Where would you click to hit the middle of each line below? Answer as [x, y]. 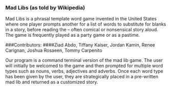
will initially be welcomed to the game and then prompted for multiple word [84, 66]
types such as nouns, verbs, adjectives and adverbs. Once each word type [84, 71]
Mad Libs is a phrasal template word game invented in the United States [81, 19]
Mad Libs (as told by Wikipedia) [45, 8]
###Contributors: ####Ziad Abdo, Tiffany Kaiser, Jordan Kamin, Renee [80, 45]
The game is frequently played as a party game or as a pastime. [72, 35]
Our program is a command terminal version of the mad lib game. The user [84, 60]
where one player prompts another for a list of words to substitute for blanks [86, 24]
